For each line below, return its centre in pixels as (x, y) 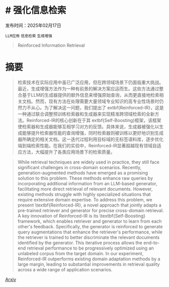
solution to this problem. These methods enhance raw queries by (85, 178)
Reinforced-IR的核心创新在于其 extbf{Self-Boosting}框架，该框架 (94, 120)
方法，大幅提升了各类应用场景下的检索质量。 (68, 152)
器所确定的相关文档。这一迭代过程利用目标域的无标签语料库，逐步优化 (91, 139)
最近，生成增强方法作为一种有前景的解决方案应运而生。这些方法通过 (88, 89)
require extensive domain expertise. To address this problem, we (85, 199)
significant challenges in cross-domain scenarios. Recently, (79, 167)
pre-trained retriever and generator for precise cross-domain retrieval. (91, 210)
